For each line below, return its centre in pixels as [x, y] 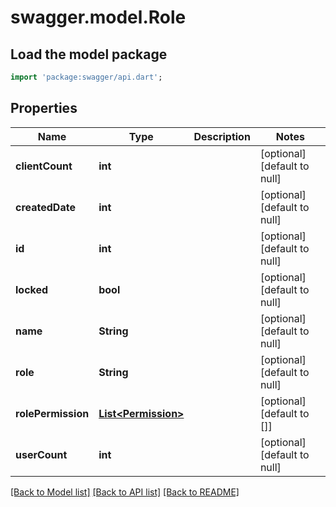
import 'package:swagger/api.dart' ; [86, 77]
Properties [44, 108]
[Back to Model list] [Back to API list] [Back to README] [125, 492]
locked [32, 289]
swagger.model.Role [98, 17]
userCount [41, 454]
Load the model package [89, 54]
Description [222, 136]
